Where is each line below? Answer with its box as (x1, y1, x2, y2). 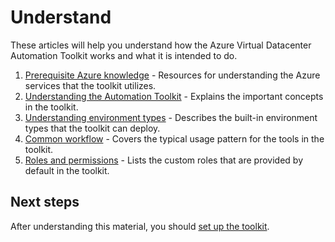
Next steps (10, 194, 80, 211)
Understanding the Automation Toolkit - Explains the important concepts (24, 90, 324, 102)
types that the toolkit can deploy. (24, 122, 161, 134)
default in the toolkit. (24, 164, 110, 176)
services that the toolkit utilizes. (24, 79, 157, 91)
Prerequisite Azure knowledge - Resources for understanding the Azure (24, 69, 321, 81)
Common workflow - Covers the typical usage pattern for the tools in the (24, 132, 325, 145)
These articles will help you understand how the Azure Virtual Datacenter (10, 39, 312, 51)
